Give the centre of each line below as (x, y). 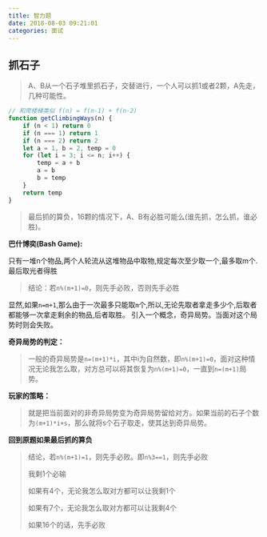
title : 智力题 (30, 16)
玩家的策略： (29, 395)
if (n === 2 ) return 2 (60, 141)
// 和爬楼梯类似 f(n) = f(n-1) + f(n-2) (73, 111)
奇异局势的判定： (36, 342)
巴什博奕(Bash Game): (46, 243)
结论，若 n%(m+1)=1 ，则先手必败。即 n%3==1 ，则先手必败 (118, 456)
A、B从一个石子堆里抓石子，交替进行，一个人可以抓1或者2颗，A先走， (143, 86)
